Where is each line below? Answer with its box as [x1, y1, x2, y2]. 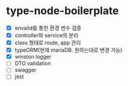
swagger [14, 67, 37, 74]
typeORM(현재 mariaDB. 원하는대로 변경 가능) [14, 47, 123, 54]
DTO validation [14, 60, 52, 67]
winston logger [14, 53, 52, 60]
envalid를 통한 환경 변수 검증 [14, 24, 82, 31]
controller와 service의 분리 [14, 32, 79, 39]
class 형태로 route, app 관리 [14, 39, 81, 47]
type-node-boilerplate [6, 4, 119, 18]
